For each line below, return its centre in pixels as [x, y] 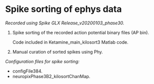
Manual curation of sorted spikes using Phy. [58, 52]
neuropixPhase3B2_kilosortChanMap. [51, 76]
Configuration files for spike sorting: [42, 61]
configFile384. [27, 71]
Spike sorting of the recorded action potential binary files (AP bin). [80, 32]
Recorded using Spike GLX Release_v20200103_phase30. [65, 23]
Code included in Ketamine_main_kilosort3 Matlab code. [70, 42]
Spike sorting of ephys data [63, 9]
